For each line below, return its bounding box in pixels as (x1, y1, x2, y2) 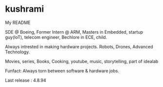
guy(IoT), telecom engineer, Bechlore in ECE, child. (5, 34, 107, 40)
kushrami (5, 3, 44, 15)
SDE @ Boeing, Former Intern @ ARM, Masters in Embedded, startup (5, 29, 143, 35)
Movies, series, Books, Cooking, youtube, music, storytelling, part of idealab (5, 58, 159, 64)
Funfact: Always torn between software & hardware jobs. (5, 67, 120, 74)
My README (5, 20, 31, 25)
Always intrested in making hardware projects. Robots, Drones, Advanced (5, 43, 153, 49)
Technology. (5, 49, 30, 55)
